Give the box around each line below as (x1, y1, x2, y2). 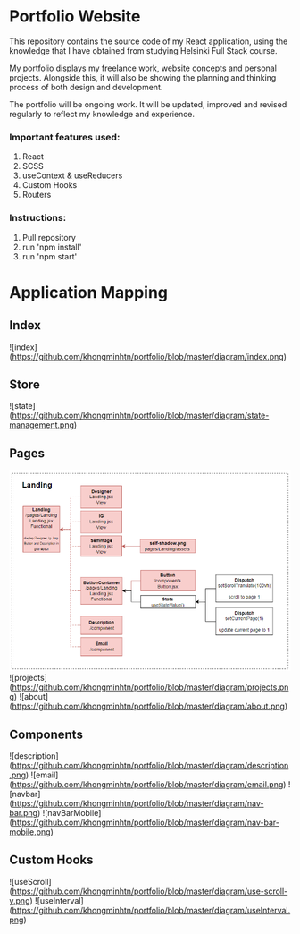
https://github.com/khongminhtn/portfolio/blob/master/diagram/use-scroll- (12, 886, 288, 896)
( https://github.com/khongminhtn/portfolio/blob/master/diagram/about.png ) (9, 700, 288, 712)
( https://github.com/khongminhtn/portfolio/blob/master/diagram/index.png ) (9, 351, 287, 361)
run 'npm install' (21, 242, 82, 252)
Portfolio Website (9, 6, 141, 27)
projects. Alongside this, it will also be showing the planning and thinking (9, 72, 277, 82)
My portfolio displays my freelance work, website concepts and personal (9, 63, 277, 73)
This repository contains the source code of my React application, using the (9, 36, 288, 47)
